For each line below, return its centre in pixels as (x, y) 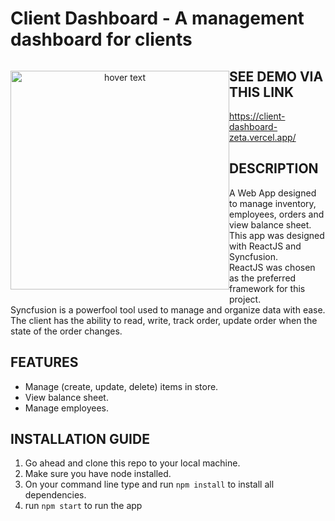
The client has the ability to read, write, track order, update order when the (164, 320)
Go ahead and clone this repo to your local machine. (132, 463)
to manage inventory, (273, 203)
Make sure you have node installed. (98, 474)
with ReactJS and (265, 246)
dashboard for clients (101, 39)
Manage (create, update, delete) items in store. (121, 386)
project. (245, 299)
